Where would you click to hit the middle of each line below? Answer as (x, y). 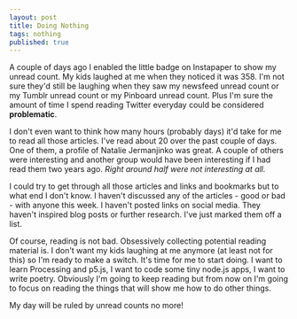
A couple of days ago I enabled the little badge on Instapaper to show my (143, 67)
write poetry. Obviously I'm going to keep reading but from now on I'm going (149, 279)
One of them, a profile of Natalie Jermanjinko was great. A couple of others (146, 151)
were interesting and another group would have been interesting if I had (140, 159)
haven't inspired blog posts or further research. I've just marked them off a (145, 214)
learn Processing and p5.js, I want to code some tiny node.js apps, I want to (147, 269)
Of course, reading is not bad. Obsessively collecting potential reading (138, 241)
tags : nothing (35, 34)
